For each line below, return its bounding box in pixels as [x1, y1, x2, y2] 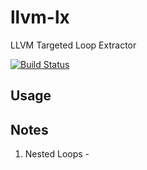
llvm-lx [10, 6, 70, 29]
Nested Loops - [24, 148, 90, 160]
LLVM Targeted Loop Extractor [10, 39, 137, 51]
